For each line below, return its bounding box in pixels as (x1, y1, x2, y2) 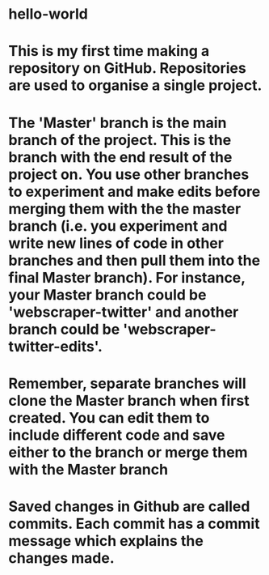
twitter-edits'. (8, 337, 103, 356)
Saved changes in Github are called (8, 497, 250, 515)
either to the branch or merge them (8, 443, 248, 462)
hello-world (8, 5, 89, 23)
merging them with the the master (8, 199, 242, 218)
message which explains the (8, 531, 204, 550)
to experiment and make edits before (8, 182, 261, 201)
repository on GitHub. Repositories (8, 59, 246, 78)
